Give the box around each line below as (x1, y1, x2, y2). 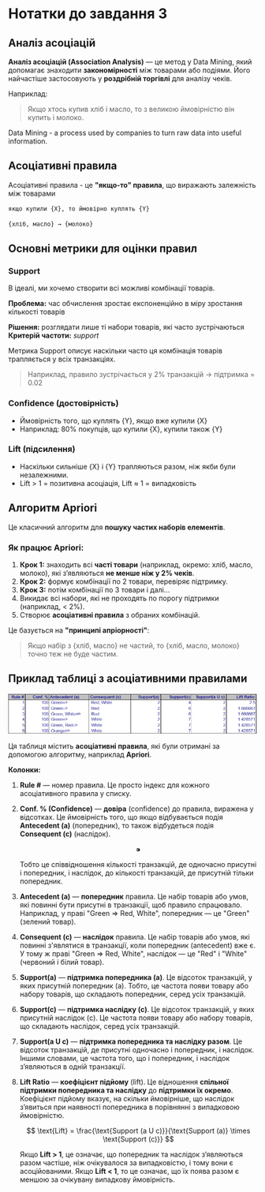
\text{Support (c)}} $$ (102, 1134, 174, 1144)
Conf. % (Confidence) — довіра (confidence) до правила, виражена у (19, 804, 254, 813)
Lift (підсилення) (8, 443, 76, 454)
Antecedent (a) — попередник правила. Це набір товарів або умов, (19, 892, 248, 902)
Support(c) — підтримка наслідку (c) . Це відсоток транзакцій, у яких (19, 1005, 255, 1015)
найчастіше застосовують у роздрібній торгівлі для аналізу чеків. (8, 74, 233, 83)
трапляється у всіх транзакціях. (8, 354, 116, 364)
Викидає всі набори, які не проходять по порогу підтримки (19, 593, 219, 603)
